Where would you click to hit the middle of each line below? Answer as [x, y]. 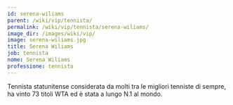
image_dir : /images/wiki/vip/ [52, 33]
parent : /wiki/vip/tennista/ [50, 20]
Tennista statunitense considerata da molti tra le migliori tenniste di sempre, [117, 86]
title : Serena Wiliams [40, 47]
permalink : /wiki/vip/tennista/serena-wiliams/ [78, 27]
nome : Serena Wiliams [39, 60]
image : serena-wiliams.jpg [47, 40]
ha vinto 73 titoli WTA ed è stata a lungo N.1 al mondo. [85, 94]
